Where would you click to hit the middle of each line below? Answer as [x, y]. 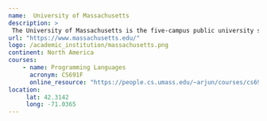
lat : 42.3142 [47, 97]
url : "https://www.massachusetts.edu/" [74, 38]
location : [25, 90]
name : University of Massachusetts [69, 16]
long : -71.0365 [51, 104]
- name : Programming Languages [74, 68]
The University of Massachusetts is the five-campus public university [133, 30]
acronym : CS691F [56, 75]
